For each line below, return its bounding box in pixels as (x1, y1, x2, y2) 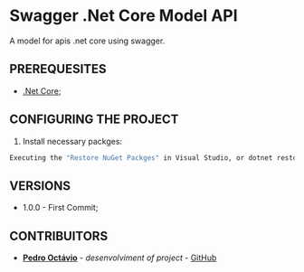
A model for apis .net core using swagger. (9, 35, 166, 46)
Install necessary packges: (22, 136, 123, 146)
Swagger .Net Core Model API (9, 5, 238, 26)
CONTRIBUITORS (9, 228, 109, 244)
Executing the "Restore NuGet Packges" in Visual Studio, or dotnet (9, 153, 273, 163)
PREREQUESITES (9, 61, 107, 77)
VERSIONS (9, 178, 71, 193)
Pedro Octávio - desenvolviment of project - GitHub (22, 252, 217, 263)
